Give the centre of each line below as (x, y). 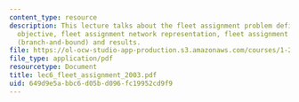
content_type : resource (53, 17)
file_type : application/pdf (61, 59)
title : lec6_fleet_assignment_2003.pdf (83, 75)
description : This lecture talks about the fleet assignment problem (141, 26)
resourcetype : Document (53, 67)
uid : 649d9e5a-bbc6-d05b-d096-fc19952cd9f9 (91, 83)
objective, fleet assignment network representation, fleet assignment (153, 34)
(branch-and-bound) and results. (79, 42)
